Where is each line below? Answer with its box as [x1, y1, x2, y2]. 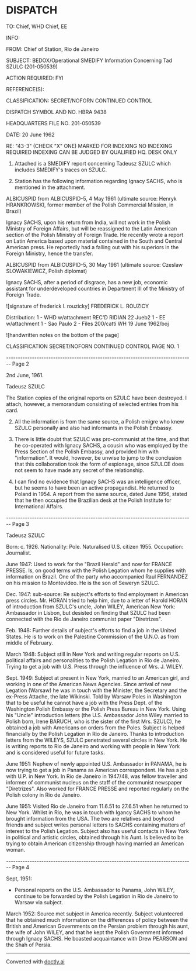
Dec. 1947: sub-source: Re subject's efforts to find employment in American [6, 590, 188, 597]
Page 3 [12, 520, 29, 527]
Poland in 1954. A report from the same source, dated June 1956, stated [14, 490, 188, 497]
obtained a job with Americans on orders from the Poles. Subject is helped [6, 724, 185, 731]
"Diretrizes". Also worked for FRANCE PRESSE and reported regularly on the [6, 785, 190, 792]
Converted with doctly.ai [6, 958, 65, 965]
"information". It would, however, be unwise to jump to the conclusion [14, 454, 182, 461]
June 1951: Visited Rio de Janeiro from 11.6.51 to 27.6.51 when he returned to [6, 803, 188, 810]
